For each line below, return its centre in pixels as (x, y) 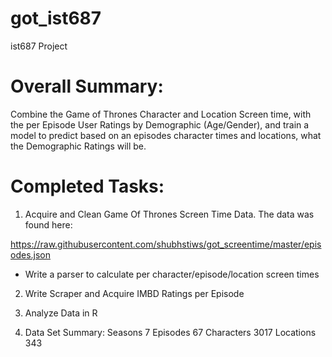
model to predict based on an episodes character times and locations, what (166, 135)
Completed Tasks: (87, 186)
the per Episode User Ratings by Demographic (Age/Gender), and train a (160, 124)
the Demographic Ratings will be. (78, 146)
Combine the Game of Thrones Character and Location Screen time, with (161, 114)
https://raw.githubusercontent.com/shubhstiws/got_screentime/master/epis (166, 244)
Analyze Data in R (61, 313)
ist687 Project (39, 46)
